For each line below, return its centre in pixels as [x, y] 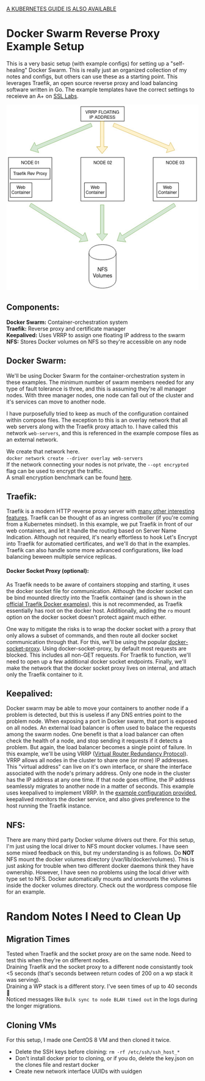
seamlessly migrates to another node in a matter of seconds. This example [100, 787]
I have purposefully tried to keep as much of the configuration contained [98, 413]
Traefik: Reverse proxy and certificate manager [66, 328]
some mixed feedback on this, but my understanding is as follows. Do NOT [100, 853]
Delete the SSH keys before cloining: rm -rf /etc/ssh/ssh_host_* [97, 1052]
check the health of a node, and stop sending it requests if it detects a [95, 741]
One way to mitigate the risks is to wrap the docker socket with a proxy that [101, 629]
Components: [33, 308]
